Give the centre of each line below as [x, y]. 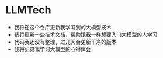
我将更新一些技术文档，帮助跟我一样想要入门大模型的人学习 [86, 34]
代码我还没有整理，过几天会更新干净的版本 [65, 42]
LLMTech [28, 10]
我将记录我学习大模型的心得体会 [52, 49]
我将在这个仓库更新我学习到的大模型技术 [63, 27]
